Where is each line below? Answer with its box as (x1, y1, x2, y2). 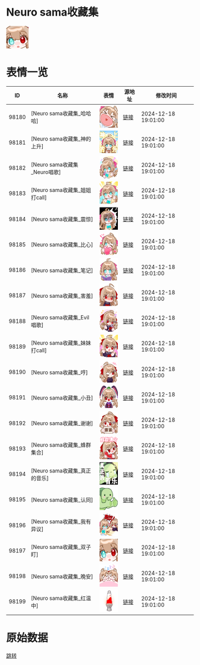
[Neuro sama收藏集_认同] (30, 496, 93, 503)
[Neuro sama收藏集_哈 (30, 110, 86, 117)
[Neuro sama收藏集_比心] (30, 241, 93, 248)
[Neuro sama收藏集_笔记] (30, 267, 93, 274)
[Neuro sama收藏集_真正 (30, 467, 91, 474)
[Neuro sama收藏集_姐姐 (30, 186, 91, 193)
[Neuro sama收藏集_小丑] (30, 394, 93, 401)
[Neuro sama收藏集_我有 (30, 518, 91, 525)
